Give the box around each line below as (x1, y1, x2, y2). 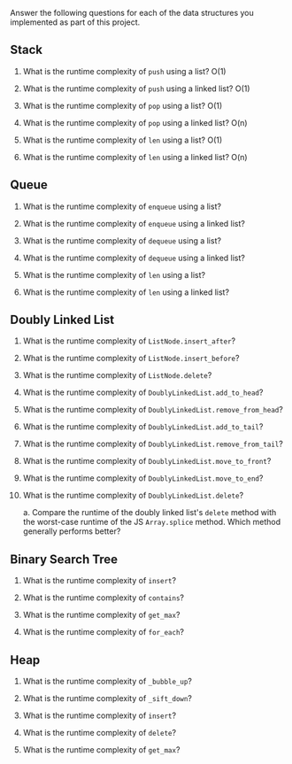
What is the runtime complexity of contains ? (22, 592, 185, 603)
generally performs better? (22, 526, 121, 536)
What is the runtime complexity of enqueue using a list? (22, 201, 222, 212)
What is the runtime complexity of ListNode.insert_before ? (22, 353, 240, 364)
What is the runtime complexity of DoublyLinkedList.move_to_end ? (22, 473, 264, 483)
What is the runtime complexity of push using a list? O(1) (22, 66, 227, 76)
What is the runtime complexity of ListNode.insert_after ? (22, 336, 236, 346)
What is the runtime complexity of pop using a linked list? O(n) (22, 117, 248, 127)
